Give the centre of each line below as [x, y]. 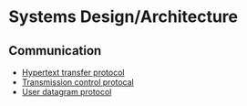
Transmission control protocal [77, 82]
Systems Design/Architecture [123, 17]
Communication [55, 51]
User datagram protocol [67, 92]
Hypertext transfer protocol [73, 72]
